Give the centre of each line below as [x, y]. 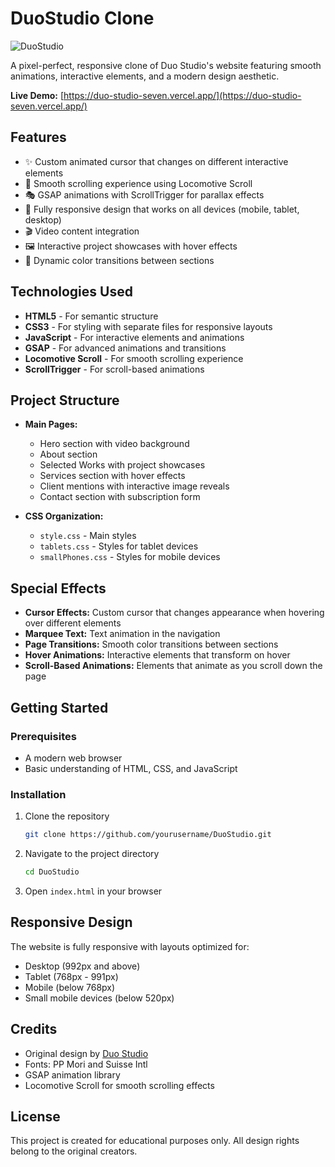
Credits [34, 1029]
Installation [38, 794]
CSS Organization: [64, 516]
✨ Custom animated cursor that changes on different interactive [156, 161]
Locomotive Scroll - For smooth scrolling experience [134, 358]
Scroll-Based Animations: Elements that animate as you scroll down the [173, 666]
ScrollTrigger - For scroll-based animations [114, 369]
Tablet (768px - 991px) [71, 976]
